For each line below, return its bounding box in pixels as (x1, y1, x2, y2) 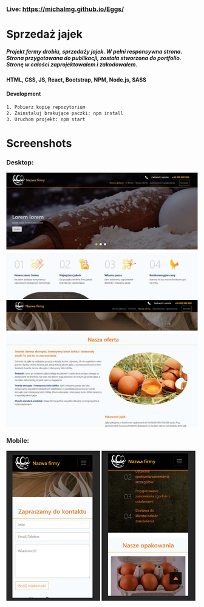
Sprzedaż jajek (6, 27, 83, 41)
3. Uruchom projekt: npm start (6, 116, 86, 123)
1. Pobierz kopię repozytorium (6, 104, 86, 111)
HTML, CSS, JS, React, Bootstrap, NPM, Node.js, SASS (6, 76, 147, 83)
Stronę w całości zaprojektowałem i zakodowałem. (6, 60, 138, 68)
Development (6, 90, 41, 97)
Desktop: (6, 158, 34, 167)
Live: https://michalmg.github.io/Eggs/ (6, 5, 124, 13)
